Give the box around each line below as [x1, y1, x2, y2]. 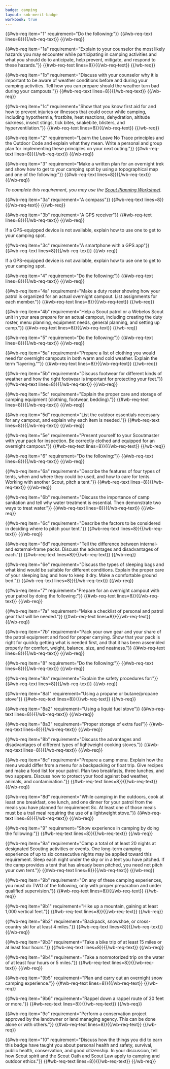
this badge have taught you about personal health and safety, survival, [5, 1042, 153, 1048]
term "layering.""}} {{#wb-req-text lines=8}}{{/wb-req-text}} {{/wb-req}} [5, 361, 158, 367]
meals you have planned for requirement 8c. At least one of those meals [5, 805, 156, 811]
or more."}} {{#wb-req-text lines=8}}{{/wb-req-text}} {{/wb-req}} [5, 1001, 142, 1007]
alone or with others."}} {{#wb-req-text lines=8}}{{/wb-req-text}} [5, 1021, 142, 1028]
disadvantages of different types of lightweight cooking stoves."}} [5, 742, 143, 748]
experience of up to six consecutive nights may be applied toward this [5, 851, 152, 857]
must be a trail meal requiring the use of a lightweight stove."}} [5, 810, 136, 816]
